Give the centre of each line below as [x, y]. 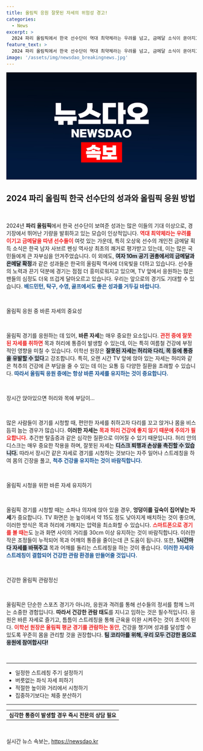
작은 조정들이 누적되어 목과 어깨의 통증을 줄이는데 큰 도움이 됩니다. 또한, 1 [93, 540]
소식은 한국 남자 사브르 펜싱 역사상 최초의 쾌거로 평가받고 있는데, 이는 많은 [99, 249]
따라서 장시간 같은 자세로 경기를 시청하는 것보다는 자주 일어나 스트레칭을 [104, 453]
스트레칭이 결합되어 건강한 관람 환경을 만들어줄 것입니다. [72, 555]
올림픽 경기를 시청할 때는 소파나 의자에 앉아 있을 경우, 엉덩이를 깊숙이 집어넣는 [98, 510]
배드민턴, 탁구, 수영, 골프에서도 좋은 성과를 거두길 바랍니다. [92, 286]
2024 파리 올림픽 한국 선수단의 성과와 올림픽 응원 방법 [101, 198]
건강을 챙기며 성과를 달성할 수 [156, 627]
